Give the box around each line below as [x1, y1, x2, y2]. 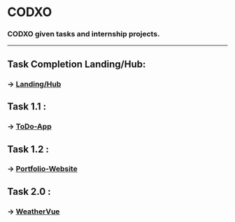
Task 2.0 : [7, 186, 51, 198]
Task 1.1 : [7, 101, 47, 112]
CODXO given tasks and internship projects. [7, 29, 160, 39]
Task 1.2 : [7, 143, 49, 155]
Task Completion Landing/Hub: [7, 58, 146, 70]
